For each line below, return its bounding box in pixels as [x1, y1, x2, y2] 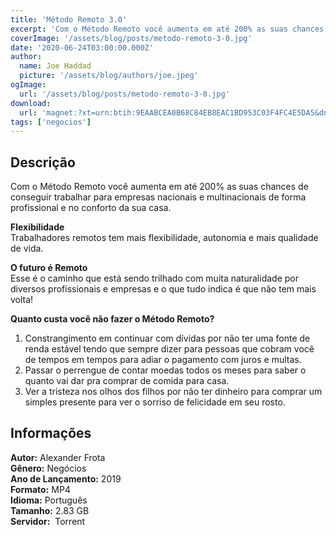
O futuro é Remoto [10, 262, 88, 274]
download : [10, 98, 52, 108]
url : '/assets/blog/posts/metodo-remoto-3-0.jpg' [19, 89, 230, 99]
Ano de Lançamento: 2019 [10, 472, 122, 485]
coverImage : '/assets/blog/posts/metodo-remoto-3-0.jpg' [10, 33, 253, 43]
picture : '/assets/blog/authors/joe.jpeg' [19, 71, 199, 81]
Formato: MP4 [10, 483, 71, 495]
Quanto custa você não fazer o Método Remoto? [10, 313, 215, 325]
